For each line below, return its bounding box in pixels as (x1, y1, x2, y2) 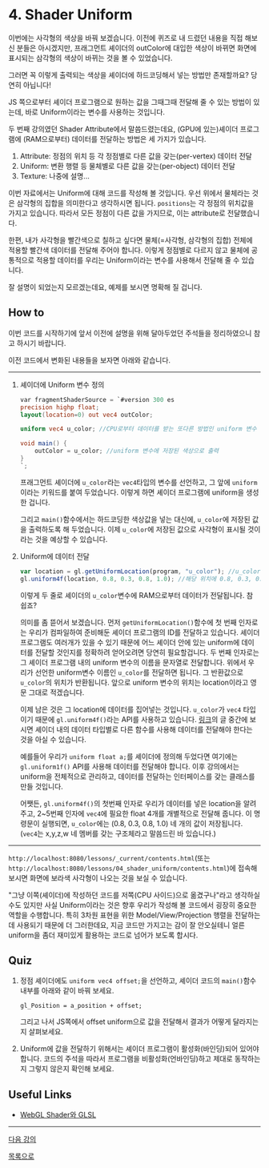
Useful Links (8, 1087, 72, 1102)
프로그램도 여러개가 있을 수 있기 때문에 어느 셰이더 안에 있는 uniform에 (19, 637, 240, 647)
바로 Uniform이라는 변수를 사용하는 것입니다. (25, 106, 166, 117)
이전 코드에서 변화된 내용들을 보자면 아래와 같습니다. (8, 355, 171, 365)
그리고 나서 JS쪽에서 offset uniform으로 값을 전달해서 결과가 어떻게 (19, 1017, 231, 1026)
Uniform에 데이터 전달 (19, 551, 90, 561)
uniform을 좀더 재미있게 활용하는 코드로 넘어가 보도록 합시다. (8, 930, 199, 940)
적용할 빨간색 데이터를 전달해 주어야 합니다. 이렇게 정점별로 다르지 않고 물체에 (8, 245, 250, 255)
